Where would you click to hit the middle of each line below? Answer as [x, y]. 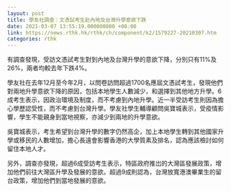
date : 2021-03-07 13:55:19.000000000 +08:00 [72, 26]
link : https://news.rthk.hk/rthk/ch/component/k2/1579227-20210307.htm [112, 33]
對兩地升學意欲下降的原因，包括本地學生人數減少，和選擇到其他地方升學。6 [114, 91]
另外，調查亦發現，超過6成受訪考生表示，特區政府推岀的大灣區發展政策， [111, 164]
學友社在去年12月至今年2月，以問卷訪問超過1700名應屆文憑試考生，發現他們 [115, 82]
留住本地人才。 [28, 149]
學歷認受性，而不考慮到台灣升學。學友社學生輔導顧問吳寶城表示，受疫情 [115, 109]
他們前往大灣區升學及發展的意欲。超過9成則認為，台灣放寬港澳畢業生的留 [117, 172]
